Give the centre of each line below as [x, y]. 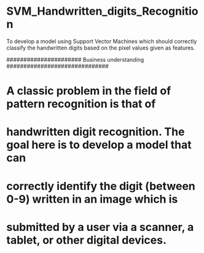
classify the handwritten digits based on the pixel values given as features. [101, 48]
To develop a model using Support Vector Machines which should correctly [102, 41]
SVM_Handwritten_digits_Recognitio [102, 11]
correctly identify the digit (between [101, 186]
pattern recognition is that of [81, 104]
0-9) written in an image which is [92, 199]
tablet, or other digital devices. [87, 240]
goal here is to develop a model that [99, 145]
